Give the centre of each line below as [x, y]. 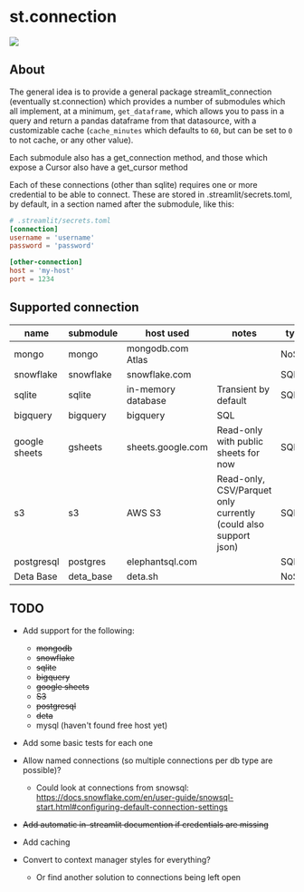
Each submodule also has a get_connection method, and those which [139, 157]
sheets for [238, 453]
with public [240, 441]
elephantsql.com [161, 562]
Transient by [243, 389]
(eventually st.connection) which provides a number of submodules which [147, 101]
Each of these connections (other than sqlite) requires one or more [133, 184]
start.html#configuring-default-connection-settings [132, 807]
